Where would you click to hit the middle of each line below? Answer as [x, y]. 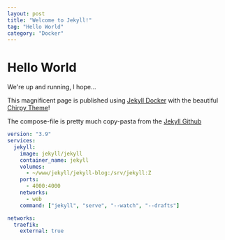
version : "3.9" [29, 134]
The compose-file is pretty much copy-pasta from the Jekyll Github [104, 121]
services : [22, 141]
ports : [29, 180]
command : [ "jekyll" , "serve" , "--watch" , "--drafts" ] [100, 205]
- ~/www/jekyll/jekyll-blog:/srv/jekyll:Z [88, 173]
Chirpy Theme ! [29, 108]
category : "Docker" [36, 33]
